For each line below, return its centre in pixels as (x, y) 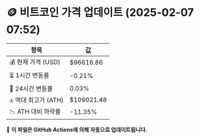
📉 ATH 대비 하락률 (35, 112)
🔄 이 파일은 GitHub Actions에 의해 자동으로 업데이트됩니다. (77, 129)
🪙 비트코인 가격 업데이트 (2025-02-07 (100, 12)
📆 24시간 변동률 (31, 88)
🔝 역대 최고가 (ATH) (37, 100)
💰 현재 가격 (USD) (35, 62)
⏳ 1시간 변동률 (30, 75)
